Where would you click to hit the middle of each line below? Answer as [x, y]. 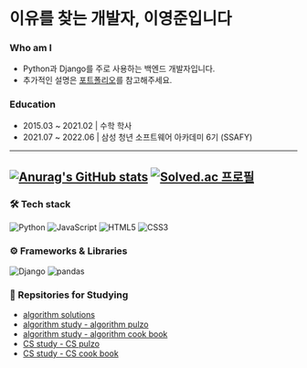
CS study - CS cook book [70, 353]
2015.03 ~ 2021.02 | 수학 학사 [77, 125]
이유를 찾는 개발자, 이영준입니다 [121, 19]
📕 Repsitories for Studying [69, 295]
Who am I [31, 48]
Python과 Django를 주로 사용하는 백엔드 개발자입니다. [119, 68]
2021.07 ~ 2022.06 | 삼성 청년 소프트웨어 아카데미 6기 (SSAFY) [138, 137]
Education [33, 104]
